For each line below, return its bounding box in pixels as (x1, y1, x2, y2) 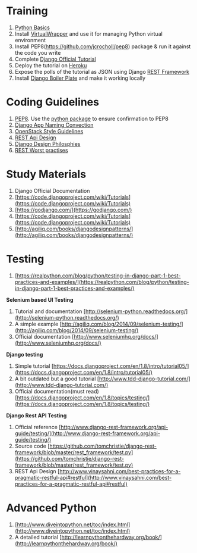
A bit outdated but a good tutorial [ (14, 375, 100, 382)
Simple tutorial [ (14, 362, 54, 370)
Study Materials (6, 168, 87, 181)
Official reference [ (14, 423, 61, 430)
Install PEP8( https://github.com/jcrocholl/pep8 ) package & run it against (14, 43, 191, 50)
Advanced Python (6, 501, 97, 514)
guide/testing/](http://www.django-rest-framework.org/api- (14, 430, 160, 437)
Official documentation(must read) (14, 388, 99, 395)
